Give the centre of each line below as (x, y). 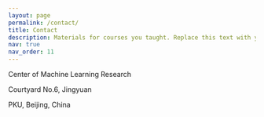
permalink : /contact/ (44, 23)
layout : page (29, 15)
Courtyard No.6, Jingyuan (50, 90)
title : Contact (33, 30)
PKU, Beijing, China (39, 104)
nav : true (24, 45)
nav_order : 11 (31, 52)
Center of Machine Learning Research (70, 74)
